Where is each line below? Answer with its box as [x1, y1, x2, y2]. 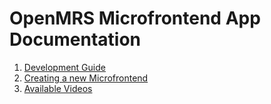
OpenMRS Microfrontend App [9, 7, 261, 30]
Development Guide [23, 61, 106, 73]
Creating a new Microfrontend [23, 72, 149, 84]
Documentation [9, 28, 142, 51]
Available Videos [23, 82, 93, 94]
